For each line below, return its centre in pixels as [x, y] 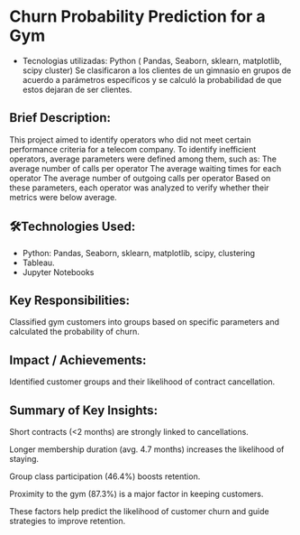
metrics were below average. [63, 197]
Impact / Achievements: [78, 360]
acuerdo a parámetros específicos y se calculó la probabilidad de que [152, 79]
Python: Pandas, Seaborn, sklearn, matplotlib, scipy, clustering [138, 253]
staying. [24, 459]
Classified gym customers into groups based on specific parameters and [145, 322]
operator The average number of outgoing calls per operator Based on [140, 178]
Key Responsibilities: [70, 300]
